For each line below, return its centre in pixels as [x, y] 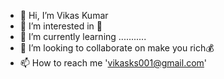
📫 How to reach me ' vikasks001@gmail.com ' [113, 63]
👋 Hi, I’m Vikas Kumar [64, 15]
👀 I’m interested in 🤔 [61, 26]
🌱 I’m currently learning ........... [83, 36]
